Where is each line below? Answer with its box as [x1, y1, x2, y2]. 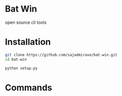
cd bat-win [5, 57, 27, 62]
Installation [5, 36, 51, 48]
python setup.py [5, 65, 38, 71]
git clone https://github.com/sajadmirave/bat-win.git [5, 52, 118, 57]
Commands [5, 82, 53, 93]
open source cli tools [5, 19, 47, 25]
